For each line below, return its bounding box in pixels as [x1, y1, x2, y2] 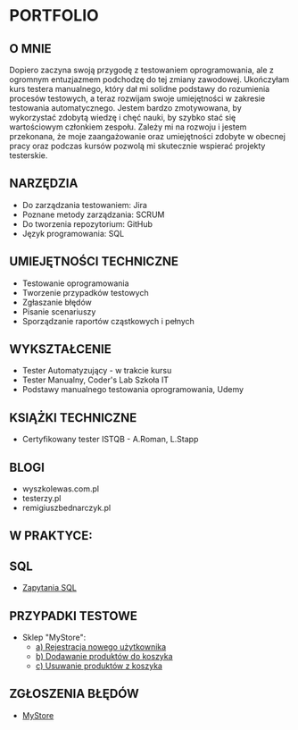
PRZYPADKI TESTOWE [9, 608, 138, 624]
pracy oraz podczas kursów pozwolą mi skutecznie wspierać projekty [9, 140, 266, 151]
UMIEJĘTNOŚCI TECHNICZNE [9, 254, 179, 269]
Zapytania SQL [21, 583, 78, 593]
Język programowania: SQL [21, 228, 125, 239]
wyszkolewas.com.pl [21, 483, 100, 494]
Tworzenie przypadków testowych [21, 287, 149, 298]
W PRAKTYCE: [9, 528, 93, 543]
